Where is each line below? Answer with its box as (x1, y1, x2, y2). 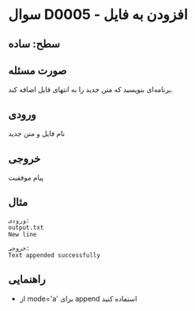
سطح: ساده (8, 37, 61, 51)
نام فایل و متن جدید (8, 129, 66, 138)
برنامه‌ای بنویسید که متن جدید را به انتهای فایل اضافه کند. (8, 85, 174, 94)
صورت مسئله (8, 63, 67, 77)
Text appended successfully (8, 251, 101, 259)
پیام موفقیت (8, 173, 44, 183)
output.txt (8, 223, 44, 231)
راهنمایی (8, 273, 46, 286)
